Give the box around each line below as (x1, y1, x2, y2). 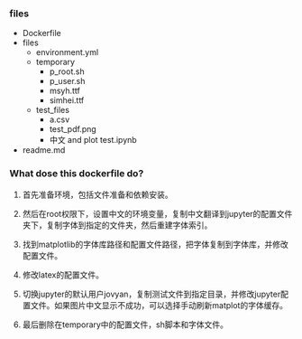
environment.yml (35, 47, 99, 58)
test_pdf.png (49, 124, 96, 135)
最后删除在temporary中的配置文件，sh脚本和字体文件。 (22, 319, 228, 330)
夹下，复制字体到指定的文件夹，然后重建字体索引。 (22, 220, 213, 231)
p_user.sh (49, 76, 86, 87)
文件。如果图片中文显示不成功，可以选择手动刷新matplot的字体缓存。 (30, 299, 288, 310)
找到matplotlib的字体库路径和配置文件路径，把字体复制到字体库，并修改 (22, 239, 288, 250)
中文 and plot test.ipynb (49, 135, 137, 146)
